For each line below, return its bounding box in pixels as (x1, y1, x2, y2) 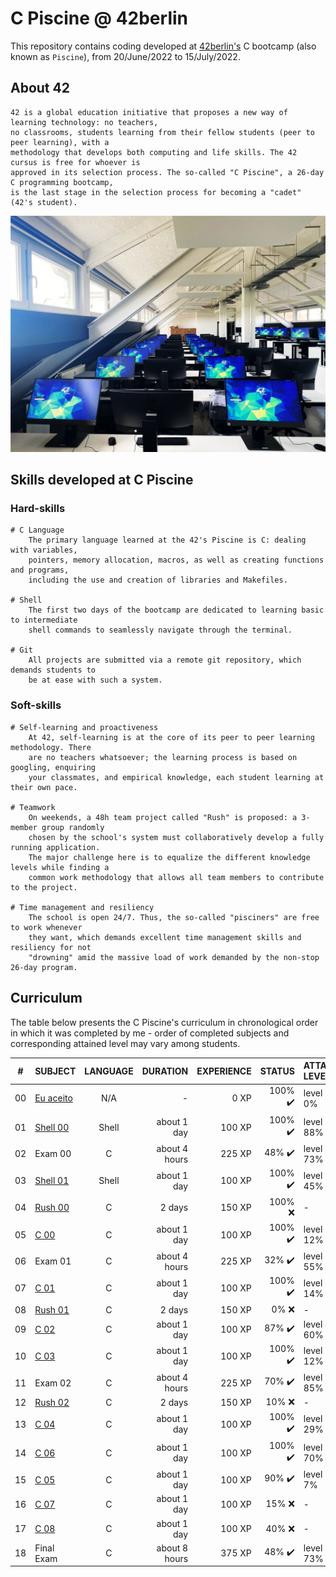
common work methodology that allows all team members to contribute (28, 872, 325, 882)
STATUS (259, 1065, 295, 1077)
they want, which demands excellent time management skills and (28, 932, 302, 942)
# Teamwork (10, 802, 56, 812)
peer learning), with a (10, 137, 110, 147)
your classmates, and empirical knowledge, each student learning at (28, 772, 325, 782)
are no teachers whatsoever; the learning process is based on (28, 752, 298, 762)
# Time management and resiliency (10, 902, 155, 912)
